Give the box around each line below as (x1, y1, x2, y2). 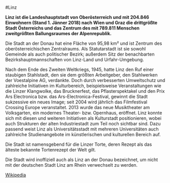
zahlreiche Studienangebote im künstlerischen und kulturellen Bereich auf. (5, 132, 161, 137)
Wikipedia (5, 172, 26, 178)
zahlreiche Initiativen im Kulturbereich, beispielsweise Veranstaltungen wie (5, 83, 161, 89)
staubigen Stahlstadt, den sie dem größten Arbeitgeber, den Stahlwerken (5, 72, 158, 78)
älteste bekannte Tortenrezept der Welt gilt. (5, 147, 96, 152)
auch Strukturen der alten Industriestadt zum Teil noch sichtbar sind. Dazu (5, 121, 161, 126)
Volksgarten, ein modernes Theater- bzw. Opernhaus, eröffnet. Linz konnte (5, 110, 162, 116)
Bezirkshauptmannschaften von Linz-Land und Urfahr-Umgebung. (5, 57, 144, 63)
